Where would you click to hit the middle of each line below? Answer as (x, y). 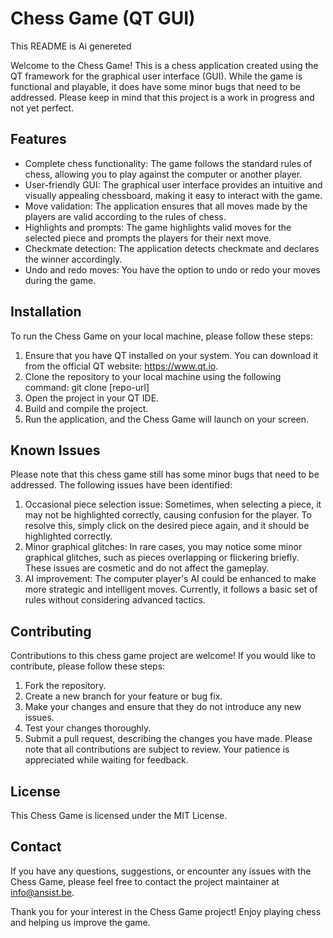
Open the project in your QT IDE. (92, 398)
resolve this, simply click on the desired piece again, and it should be (167, 526)
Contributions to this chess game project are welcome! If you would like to (163, 656)
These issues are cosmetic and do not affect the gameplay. (147, 568)
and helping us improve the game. (80, 922)
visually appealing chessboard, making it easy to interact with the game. (173, 195)
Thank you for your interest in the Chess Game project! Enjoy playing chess (166, 911)
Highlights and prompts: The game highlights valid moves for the (158, 227)
